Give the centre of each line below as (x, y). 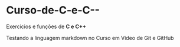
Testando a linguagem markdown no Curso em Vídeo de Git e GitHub (90, 38)
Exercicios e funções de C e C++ (46, 26)
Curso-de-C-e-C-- (53, 10)
